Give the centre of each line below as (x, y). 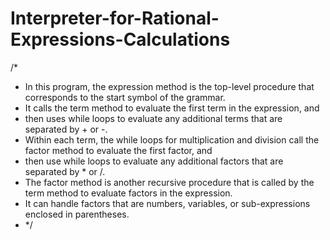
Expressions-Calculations (120, 39)
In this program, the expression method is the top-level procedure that (169, 86)
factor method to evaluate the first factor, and (118, 150)
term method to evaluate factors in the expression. (128, 193)
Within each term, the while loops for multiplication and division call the (172, 139)
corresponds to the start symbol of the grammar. (125, 97)
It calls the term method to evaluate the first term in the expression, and (172, 108)
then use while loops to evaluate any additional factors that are (154, 161)
